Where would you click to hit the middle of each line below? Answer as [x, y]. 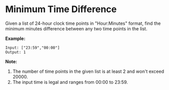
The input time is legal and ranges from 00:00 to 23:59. [70, 82]
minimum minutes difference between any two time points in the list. [76, 28]
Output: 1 [16, 52]
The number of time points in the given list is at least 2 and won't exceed [88, 71]
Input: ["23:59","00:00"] [32, 48]
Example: [15, 38]
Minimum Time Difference [61, 9]
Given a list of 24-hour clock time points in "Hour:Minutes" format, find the [83, 23]
